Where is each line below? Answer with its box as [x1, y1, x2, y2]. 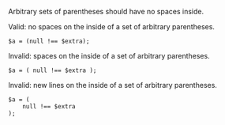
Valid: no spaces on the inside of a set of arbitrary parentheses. [8, 22, 216, 31]
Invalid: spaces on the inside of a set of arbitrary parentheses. [8, 51, 211, 60]
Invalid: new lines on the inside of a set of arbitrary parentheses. [8, 81, 217, 89]
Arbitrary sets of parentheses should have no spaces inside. [8, 7, 204, 16]
